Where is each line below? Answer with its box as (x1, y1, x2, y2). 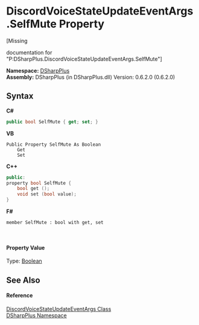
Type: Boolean (6, 257, 42, 264)
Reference (6, 292, 33, 299)
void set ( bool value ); (17, 191, 77, 197)
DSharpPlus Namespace (6, 312, 68, 319)
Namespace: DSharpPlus (6, 67, 70, 74)
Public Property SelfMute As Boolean (6, 141, 101, 148)
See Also (6, 275, 40, 285)
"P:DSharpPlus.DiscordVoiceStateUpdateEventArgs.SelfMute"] (6, 55, 163, 62)
